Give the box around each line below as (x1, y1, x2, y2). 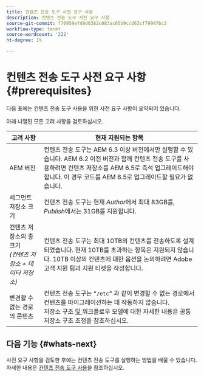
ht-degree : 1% (6, 37, 42, 43)
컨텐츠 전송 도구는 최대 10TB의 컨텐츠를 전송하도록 (43, 237, 182, 245)
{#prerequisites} (6, 84, 92, 98)
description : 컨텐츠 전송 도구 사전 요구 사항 (6, 15, 110, 21)
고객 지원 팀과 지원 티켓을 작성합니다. (43, 264, 144, 272)
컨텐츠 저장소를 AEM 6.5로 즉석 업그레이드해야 (67, 164, 194, 172)
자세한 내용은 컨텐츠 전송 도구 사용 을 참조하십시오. (6, 364, 125, 371)
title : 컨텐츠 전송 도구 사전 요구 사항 (6, 9, 93, 15)
